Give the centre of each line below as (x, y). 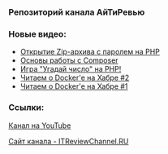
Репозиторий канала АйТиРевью (77, 12)
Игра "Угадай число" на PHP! (71, 69)
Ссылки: (26, 108)
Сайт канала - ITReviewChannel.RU (69, 141)
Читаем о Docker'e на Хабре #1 (74, 86)
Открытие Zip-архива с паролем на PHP (90, 52)
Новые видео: (37, 33)
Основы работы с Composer (69, 60)
